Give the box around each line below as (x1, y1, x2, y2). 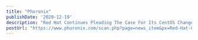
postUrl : (6, 25, 28, 31)
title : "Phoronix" (6, 8, 51, 15)
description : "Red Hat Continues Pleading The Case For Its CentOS (6, 19, 176, 25)
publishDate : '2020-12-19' (6, 14, 72, 20)
